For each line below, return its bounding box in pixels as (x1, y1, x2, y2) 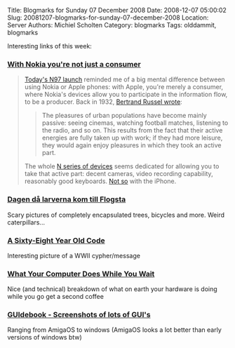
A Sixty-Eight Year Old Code (7, 235, 105, 245)
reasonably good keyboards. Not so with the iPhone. (24, 177, 177, 185)
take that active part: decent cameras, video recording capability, (24, 170, 213, 178)
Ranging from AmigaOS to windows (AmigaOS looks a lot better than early (7, 326, 222, 334)
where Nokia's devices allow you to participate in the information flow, (24, 91, 228, 99)
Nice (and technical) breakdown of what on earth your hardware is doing (7, 285, 217, 293)
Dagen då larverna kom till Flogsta (7, 194, 126, 204)
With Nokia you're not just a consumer (7, 59, 142, 69)
